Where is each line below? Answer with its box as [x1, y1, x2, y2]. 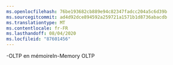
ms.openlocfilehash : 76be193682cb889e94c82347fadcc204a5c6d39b [6, 8, 168, 15]
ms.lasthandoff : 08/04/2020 [6, 31, 77, 37]
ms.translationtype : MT [6, 19, 66, 25]
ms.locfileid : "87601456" [6, 36, 71, 42]
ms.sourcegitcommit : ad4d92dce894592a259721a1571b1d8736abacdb [6, 14, 168, 20]
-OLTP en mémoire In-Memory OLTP [6, 53, 95, 59]
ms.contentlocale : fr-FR [6, 25, 68, 31]
